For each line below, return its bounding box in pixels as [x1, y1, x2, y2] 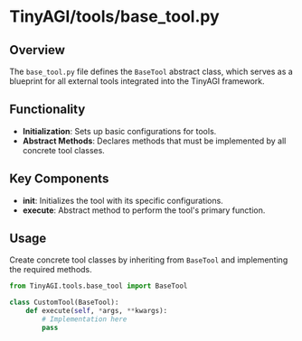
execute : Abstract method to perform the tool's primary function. [22, 205, 266, 216]
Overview [9, 42, 66, 58]
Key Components [9, 171, 109, 187]
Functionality [9, 102, 86, 117]
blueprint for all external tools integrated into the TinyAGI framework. [9, 76, 265, 87]
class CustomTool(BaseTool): [9, 298, 119, 308]
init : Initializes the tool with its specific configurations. [22, 195, 223, 206]
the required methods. [9, 264, 92, 275]
